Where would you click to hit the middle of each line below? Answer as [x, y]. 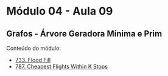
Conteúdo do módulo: [33, 48]
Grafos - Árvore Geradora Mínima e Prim [84, 34]
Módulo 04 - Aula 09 [60, 11]
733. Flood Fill [33, 60]
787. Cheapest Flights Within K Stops [61, 66]
